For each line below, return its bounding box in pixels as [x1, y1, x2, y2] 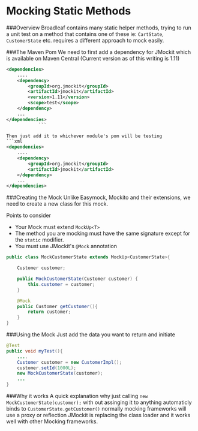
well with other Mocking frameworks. [6, 418, 98, 425]
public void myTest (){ [6, 348, 63, 354]
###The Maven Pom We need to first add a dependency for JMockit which [6, 48, 191, 55]
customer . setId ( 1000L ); [17, 364, 77, 371]
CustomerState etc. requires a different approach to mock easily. [6, 37, 164, 44]
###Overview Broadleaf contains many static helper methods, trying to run [6, 24, 192, 31]
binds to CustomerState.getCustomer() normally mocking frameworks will [6, 405, 187, 412]
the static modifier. [14, 236, 64, 243]
